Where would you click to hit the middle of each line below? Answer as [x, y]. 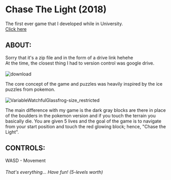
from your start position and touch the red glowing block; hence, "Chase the [86, 126]
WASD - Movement [26, 161]
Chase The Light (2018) [56, 9]
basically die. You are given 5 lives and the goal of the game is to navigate [83, 121]
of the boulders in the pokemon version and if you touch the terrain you [81, 115]
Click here [16, 29]
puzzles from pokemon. [30, 89]
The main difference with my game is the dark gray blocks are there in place [86, 110]
